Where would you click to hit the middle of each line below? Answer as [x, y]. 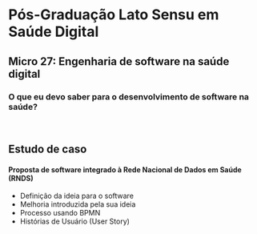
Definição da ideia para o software [77, 196]
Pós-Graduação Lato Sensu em [114, 15]
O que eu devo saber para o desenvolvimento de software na [129, 96]
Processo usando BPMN [60, 213]
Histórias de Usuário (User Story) [75, 221]
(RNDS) [21, 178]
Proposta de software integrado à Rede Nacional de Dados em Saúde [125, 169]
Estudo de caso [48, 149]
